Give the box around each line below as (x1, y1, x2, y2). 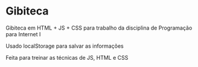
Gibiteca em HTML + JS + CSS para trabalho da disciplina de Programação (5, 24, 193, 31)
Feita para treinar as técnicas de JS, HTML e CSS (5, 54, 129, 61)
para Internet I (5, 30, 41, 37)
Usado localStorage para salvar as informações (5, 42, 124, 49)
